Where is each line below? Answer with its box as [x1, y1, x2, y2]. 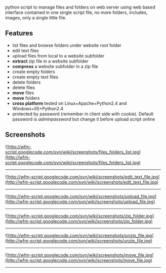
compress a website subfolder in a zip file [12, 63, 98, 69]
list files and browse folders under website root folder [12, 42, 122, 48]
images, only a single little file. [5, 15, 67, 20]
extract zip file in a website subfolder [12, 58, 89, 64]
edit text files [12, 47, 39, 54]
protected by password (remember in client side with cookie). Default [12, 111, 154, 117]
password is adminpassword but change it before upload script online [12, 116, 155, 122]
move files [12, 89, 34, 96]
